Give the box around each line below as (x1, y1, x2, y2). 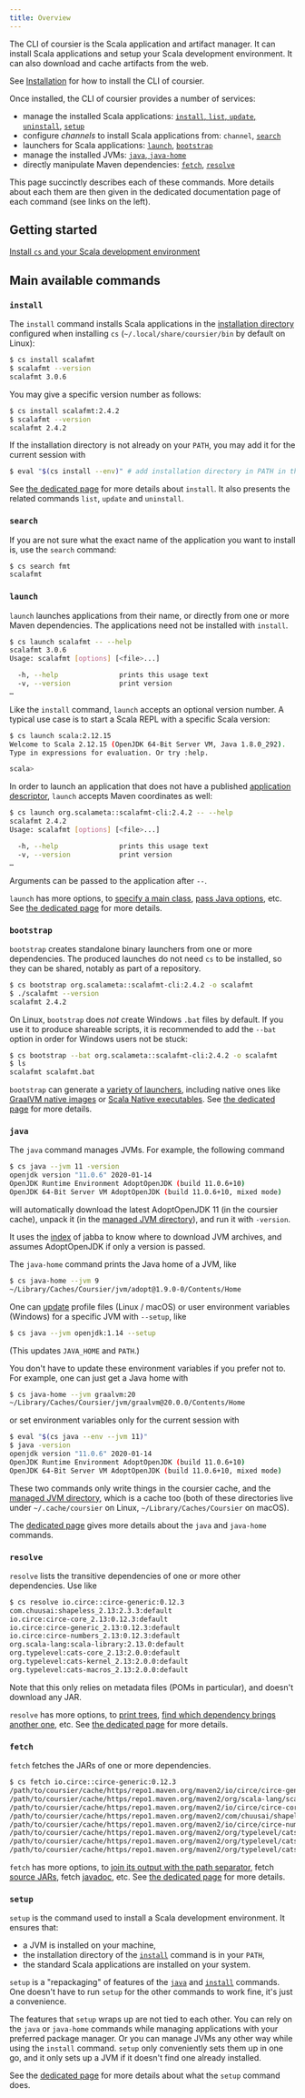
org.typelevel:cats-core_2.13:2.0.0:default (9, 1648, 181, 1657)
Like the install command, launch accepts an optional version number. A (9, 704, 284, 715)
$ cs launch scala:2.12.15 (9, 731, 112, 740)
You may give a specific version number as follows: (9, 389, 202, 400)
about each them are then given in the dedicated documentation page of (9, 186, 281, 197)
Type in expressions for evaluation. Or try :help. (9, 748, 209, 757)
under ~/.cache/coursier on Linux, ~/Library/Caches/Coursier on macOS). (9, 1502, 290, 1513)
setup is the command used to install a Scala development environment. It (9, 1912, 286, 1923)
